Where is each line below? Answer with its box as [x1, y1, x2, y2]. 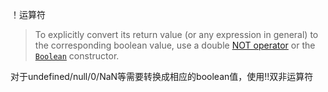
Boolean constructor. [34, 50, 120, 62]
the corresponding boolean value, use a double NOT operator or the [34, 39, 316, 51]
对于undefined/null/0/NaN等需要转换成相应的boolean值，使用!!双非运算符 [10, 71, 314, 82]
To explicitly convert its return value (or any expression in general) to [34, 29, 319, 40]
